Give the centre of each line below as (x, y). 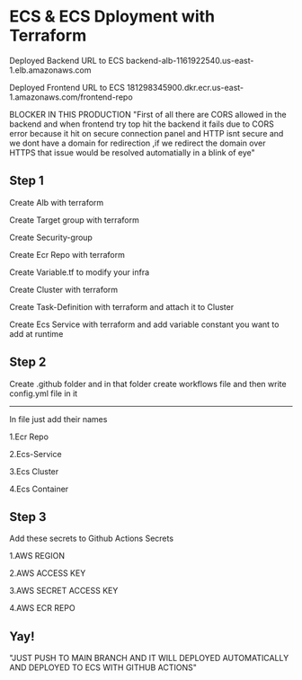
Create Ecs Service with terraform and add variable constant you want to (144, 324)
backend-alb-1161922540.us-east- (190, 60)
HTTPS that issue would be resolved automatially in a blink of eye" (132, 152)
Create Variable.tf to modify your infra (80, 272)
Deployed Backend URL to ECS (67, 60)
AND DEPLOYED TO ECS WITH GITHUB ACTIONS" (103, 667)
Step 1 (27, 181)
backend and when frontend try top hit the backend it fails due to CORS (142, 124)
